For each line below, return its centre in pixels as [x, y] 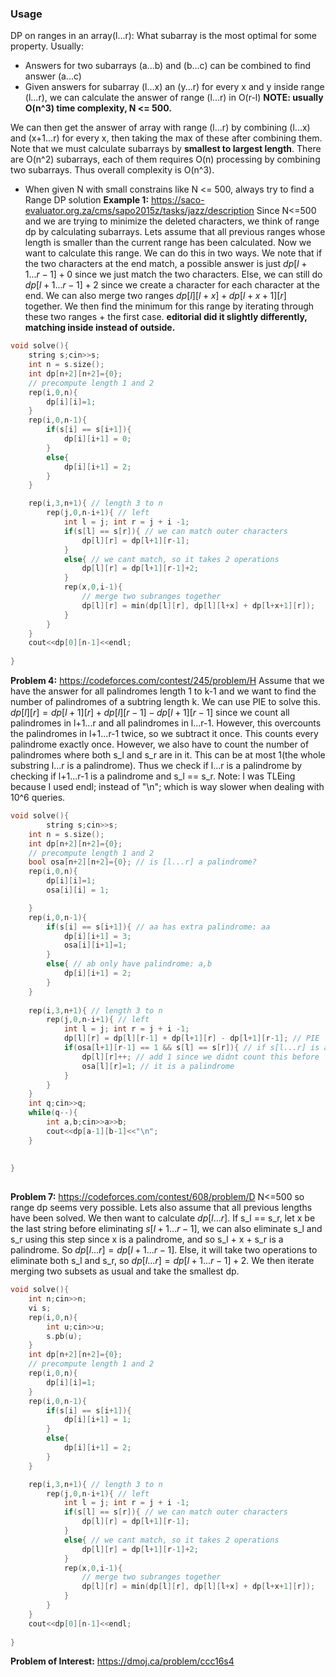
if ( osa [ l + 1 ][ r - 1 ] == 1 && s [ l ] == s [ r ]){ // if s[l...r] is [191, 1048]
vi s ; [40, 1308]
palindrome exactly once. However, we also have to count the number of [160, 744]
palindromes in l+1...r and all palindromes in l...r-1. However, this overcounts [166, 723]
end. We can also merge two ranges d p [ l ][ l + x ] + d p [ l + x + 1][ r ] [155, 296]
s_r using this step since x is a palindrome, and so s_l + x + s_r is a [147, 1239]
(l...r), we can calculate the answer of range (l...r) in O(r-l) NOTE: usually [174, 98]
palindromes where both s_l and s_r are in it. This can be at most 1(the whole [168, 755]
